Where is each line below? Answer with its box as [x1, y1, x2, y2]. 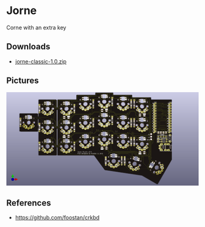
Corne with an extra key [6, 24, 67, 31]
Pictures [6, 76, 39, 86]
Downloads [6, 41, 51, 52]
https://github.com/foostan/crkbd [15, 214, 99, 221]
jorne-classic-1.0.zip [15, 57, 67, 65]
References [6, 198, 51, 208]
